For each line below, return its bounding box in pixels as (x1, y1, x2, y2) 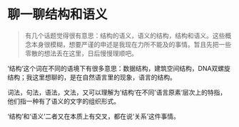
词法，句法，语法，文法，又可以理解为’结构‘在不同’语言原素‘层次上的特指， (7, 88, 227, 96)
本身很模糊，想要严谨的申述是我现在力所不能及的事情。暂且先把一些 (31, 40, 232, 48)
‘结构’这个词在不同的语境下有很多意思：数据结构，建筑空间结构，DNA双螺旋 (7, 64, 230, 72)
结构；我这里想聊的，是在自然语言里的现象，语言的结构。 (7, 72, 176, 82)
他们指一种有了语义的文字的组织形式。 (7, 96, 120, 105)
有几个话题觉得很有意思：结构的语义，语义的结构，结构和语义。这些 (24, 31, 225, 40)
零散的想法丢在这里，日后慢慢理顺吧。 (24, 49, 138, 57)
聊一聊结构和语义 (7, 6, 108, 23)
